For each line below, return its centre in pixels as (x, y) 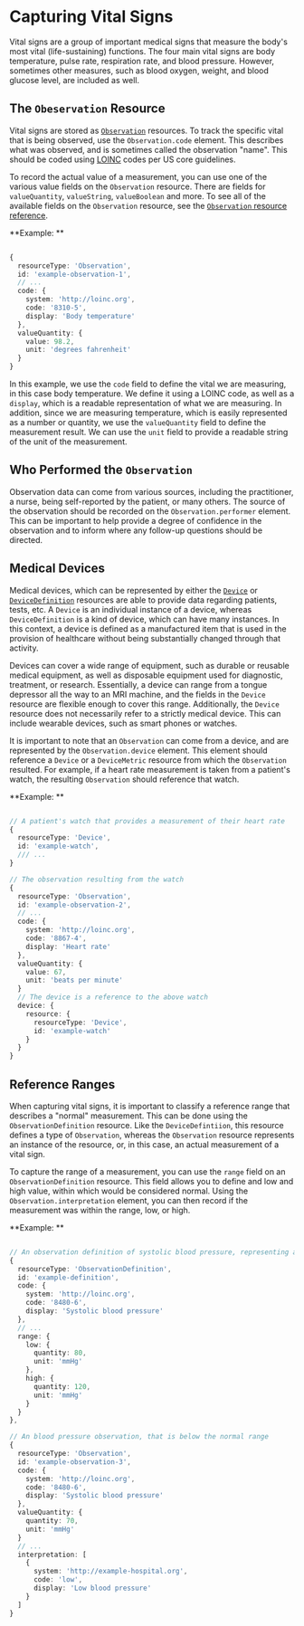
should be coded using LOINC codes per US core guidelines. (123, 159)
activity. (24, 648)
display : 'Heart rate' (68, 946)
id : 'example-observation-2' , (74, 905)
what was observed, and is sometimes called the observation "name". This (148, 149)
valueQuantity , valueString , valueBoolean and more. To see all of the (138, 195)
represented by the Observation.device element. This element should (139, 750)
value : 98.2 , (50, 341)
